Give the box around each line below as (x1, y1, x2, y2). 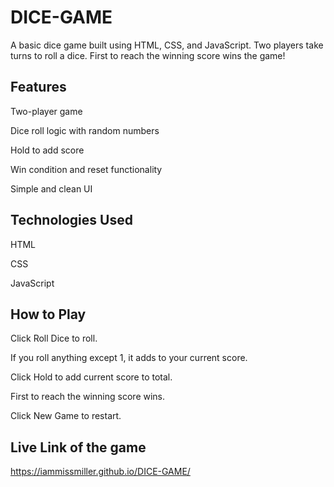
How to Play (10, 306, 87, 323)
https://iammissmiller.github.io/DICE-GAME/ (10, 466, 191, 478)
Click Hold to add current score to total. (10, 371, 173, 383)
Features (10, 79, 67, 96)
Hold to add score (10, 144, 85, 156)
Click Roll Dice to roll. (10, 332, 98, 345)
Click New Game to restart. (10, 410, 122, 422)
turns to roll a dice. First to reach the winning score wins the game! (10, 49, 286, 61)
